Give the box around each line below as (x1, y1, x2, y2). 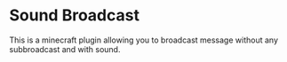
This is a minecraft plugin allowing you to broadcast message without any (9, 35, 278, 45)
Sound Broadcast (9, 5, 140, 26)
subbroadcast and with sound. (9, 43, 121, 54)
